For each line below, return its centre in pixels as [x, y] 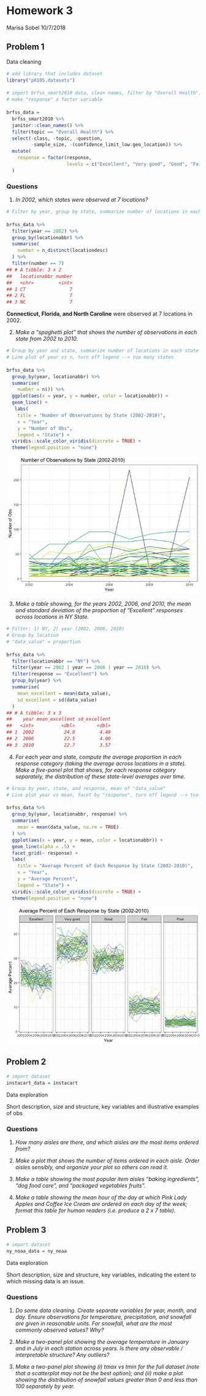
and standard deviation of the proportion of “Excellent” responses [99, 610]
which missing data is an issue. [46, 1281]
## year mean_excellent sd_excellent [59, 719]
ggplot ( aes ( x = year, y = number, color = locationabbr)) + [90, 396]
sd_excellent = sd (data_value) [57, 700]
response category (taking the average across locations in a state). [101, 763]
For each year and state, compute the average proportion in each [98, 757]
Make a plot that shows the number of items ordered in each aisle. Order [107, 1161]
